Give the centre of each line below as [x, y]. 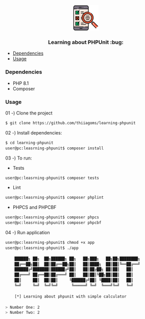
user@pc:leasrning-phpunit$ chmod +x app [50, 243]
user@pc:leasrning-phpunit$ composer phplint [54, 198]
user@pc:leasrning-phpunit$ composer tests [52, 178]
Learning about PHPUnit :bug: [86, 42]
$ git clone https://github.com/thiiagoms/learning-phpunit [71, 123]
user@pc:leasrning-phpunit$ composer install [54, 148]
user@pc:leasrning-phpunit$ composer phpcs [52, 217]
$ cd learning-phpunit [29, 143]
